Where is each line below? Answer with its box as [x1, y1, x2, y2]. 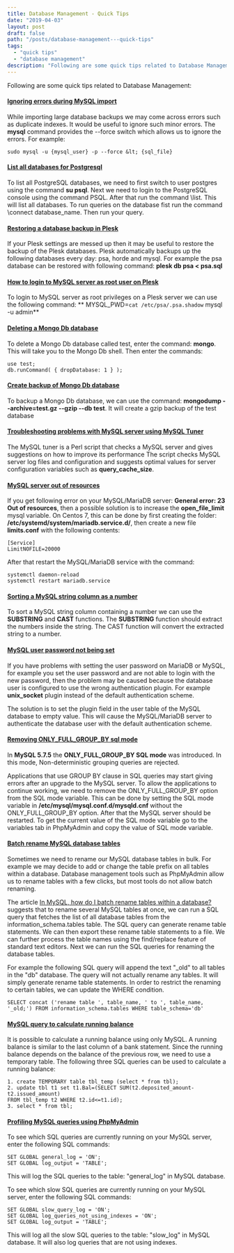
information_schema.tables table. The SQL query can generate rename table [7, 921, 226, 929]
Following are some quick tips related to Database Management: [7, 81, 192, 89]
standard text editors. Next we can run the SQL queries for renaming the [7, 942, 214, 951]
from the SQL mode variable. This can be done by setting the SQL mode [7, 794, 214, 802]
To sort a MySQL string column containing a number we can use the [7, 608, 203, 616]
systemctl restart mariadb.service [7, 578, 111, 585]
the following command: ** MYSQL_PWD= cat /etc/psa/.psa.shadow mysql [7, 300, 223, 309]
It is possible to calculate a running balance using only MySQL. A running [7, 1036, 217, 1044]
